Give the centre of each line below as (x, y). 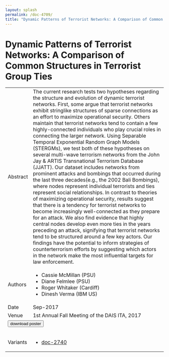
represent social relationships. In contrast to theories (95, 193)
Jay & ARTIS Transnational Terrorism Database (88, 161)
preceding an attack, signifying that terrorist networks (96, 230)
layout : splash (21, 10)
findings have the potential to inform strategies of (91, 243)
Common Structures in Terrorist (73, 66)
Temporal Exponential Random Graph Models (86, 142)
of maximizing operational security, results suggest (93, 199)
